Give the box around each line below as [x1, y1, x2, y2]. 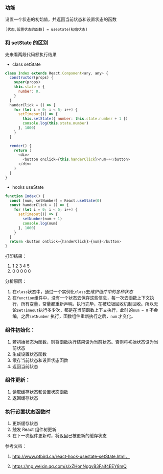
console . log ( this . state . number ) [23, 121, 89, 126]
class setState [12, 61, 41, 67]
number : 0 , [18, 89, 41, 94]
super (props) [14, 80, 41, 85]
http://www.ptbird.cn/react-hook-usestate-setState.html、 [12, 453, 130, 459]
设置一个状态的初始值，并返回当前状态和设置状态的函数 [5, 16, 116, 23]
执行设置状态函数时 [5, 408, 50, 415]
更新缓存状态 [12, 421, 38, 426]
